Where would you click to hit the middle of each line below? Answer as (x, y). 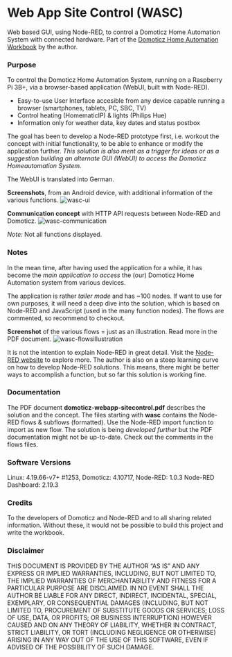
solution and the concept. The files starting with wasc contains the (102, 415)
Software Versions (39, 462)
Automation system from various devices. (66, 282)
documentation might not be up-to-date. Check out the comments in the (110, 437)
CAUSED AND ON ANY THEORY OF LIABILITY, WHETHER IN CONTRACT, (112, 625)
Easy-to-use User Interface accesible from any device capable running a (121, 101)
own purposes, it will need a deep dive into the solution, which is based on (114, 303)
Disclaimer (26, 551)
